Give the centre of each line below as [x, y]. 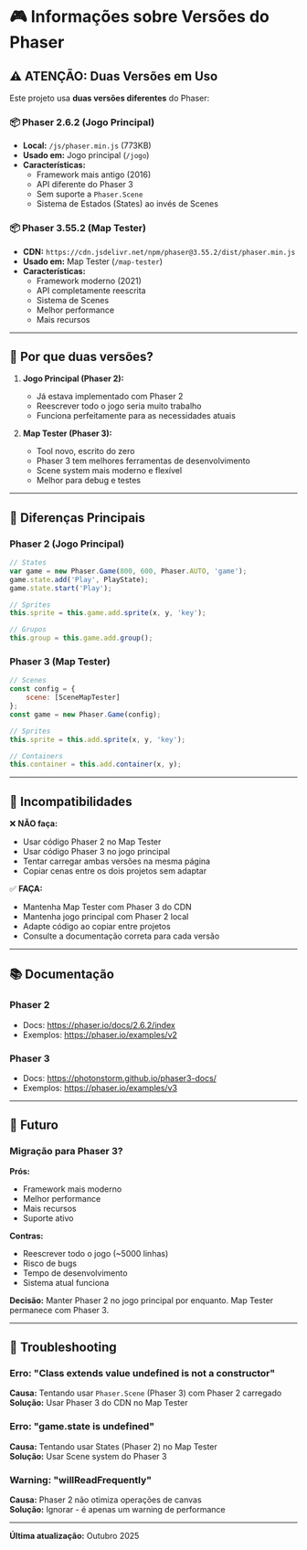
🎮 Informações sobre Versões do [139, 17]
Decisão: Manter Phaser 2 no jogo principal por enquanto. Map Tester [142, 1300]
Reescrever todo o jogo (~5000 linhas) [95, 1253]
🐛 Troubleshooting [63, 1348]
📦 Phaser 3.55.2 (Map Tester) [78, 228]
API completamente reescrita [91, 290]
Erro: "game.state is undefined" [82, 1427]
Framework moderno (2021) [89, 281]
